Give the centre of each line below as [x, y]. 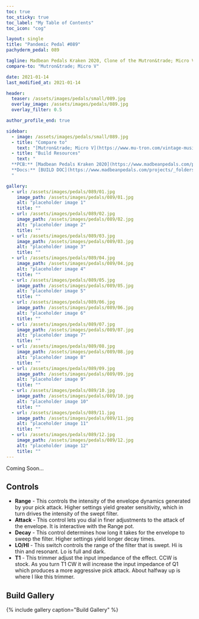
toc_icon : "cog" [26, 28]
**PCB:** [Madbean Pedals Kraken [53, 165]
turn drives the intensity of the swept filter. [67, 514]
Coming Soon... [25, 468]
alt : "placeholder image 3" [51, 247]
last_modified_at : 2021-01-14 [44, 83]
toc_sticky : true [28, 17]
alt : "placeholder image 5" [51, 291]
